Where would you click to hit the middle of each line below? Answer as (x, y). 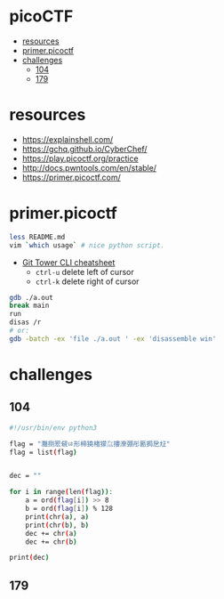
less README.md (37, 237)
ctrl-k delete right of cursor (87, 281)
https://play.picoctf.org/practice (80, 158)
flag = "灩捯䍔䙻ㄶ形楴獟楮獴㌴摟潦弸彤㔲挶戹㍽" (90, 444)
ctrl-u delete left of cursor (85, 271)
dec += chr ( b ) (51, 542)
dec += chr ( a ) (51, 533)
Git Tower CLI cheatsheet (68, 262)
